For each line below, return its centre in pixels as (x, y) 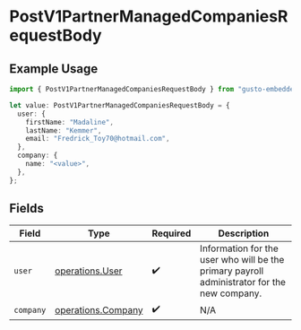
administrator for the (243, 282)
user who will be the (242, 260)
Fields (27, 208)
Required (172, 233)
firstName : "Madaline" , (70, 122)
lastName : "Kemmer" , (64, 130)
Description (244, 233)
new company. (231, 293)
